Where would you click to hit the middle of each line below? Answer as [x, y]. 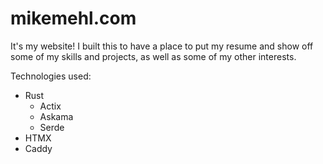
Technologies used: [51, 76]
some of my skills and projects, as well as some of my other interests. [153, 56]
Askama [56, 116]
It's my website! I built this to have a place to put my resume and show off [162, 46]
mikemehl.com [73, 18]
